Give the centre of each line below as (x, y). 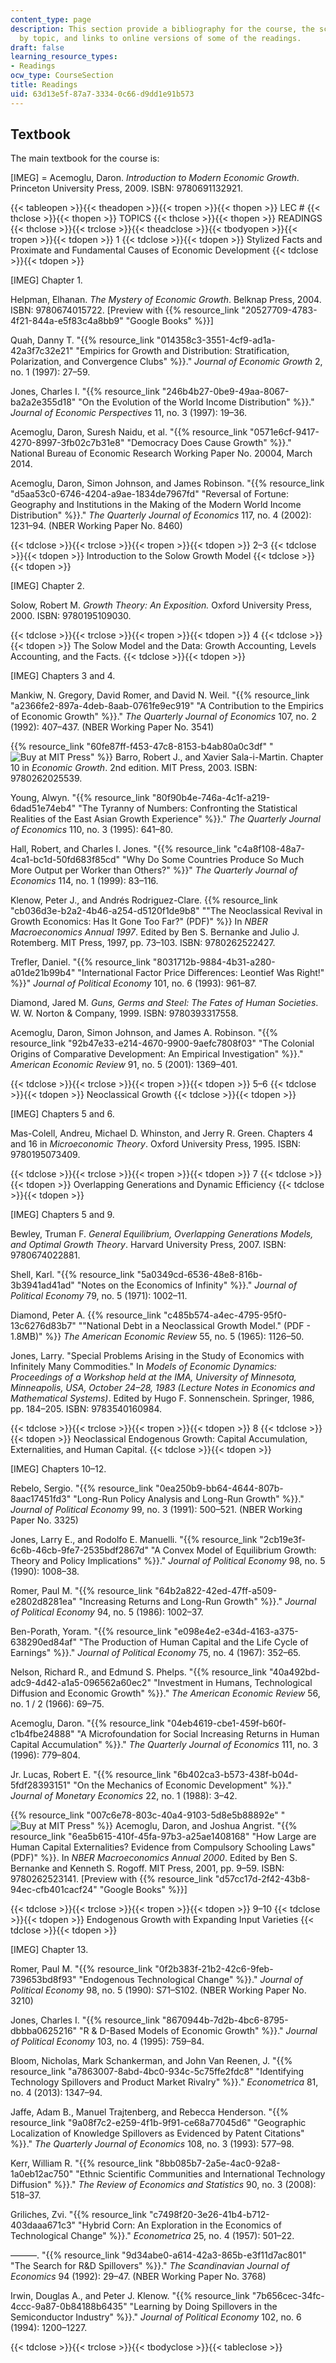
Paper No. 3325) (44, 1520)
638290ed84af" (44, 1642)
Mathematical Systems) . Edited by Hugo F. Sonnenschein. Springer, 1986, (162, 1398)
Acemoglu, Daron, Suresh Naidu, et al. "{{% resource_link (129, 432)
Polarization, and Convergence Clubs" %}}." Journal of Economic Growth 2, (166, 362)
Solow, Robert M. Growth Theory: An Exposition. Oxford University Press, (161, 605)
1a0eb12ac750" (42, 2174)
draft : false (37, 47)
